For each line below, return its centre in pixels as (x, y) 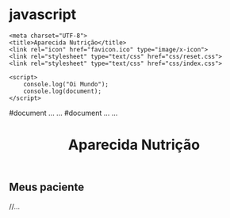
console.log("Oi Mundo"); (66, 84)
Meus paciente (47, 187)
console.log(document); (63, 91)
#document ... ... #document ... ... (63, 113)
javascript (43, 15)
